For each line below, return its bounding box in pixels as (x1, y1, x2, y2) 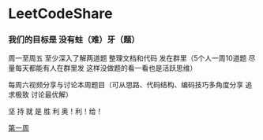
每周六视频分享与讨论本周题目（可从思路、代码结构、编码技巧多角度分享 (8, 80, 243, 90)
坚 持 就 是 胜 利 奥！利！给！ (8, 107, 103, 116)
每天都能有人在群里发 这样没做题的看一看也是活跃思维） (14, 64, 197, 73)
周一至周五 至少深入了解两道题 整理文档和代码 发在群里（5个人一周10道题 (8, 53, 247, 63)
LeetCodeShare (8, 5, 113, 23)
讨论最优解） (30, 90, 73, 99)
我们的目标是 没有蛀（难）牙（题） (8, 35, 140, 46)
